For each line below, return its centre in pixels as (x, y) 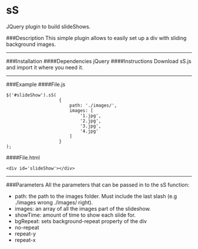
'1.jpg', (90, 115)
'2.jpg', (90, 121)
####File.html (23, 157)
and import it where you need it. (45, 67)
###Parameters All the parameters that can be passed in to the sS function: (98, 185)
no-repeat (27, 227)
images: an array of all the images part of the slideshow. (83, 208)
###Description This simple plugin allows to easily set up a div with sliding (96, 38)
